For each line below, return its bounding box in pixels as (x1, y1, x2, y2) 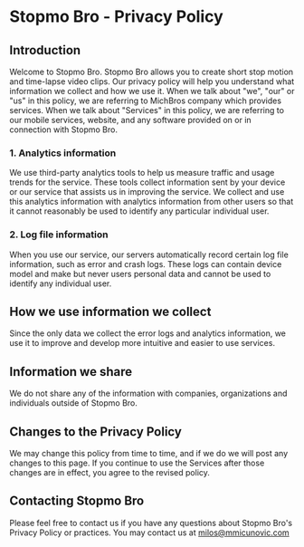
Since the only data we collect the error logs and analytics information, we (9, 328, 287, 339)
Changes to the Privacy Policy (9, 424, 183, 439)
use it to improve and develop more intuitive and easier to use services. (9, 338, 276, 349)
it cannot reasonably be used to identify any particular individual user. (9, 206, 270, 216)
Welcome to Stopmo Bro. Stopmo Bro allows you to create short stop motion (9, 66, 294, 77)
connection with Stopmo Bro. (9, 124, 118, 135)
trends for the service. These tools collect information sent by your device (9, 177, 286, 187)
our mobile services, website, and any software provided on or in (9, 115, 252, 125)
